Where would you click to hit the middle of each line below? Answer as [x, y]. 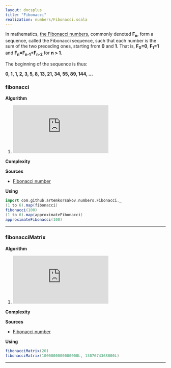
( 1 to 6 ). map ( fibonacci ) [32, 205]
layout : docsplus [24, 10]
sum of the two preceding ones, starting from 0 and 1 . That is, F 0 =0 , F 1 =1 [82, 47]
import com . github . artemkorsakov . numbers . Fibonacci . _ [64, 201]
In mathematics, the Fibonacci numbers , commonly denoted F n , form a [79, 35]
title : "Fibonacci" [26, 15]
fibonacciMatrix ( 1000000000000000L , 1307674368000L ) [62, 356]
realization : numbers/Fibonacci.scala [46, 19]
